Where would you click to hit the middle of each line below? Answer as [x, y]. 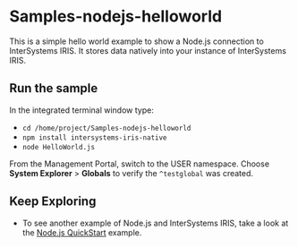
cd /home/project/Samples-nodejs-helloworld [106, 128]
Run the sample [54, 88]
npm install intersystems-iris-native [94, 137]
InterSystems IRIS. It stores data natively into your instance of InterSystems [148, 50]
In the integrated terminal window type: [81, 110]
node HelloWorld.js [59, 147]
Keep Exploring [53, 202]
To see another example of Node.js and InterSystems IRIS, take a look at [155, 223]
